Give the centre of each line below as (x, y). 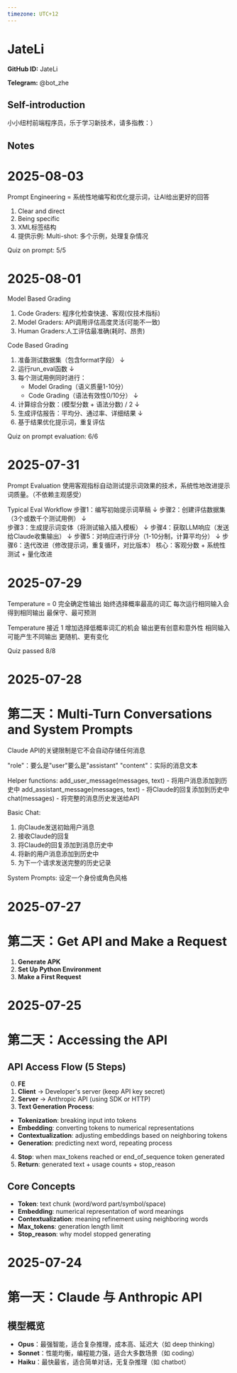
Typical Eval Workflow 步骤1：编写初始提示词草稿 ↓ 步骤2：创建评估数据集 (116, 510)
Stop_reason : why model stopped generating (84, 1234)
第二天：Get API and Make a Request (117, 942)
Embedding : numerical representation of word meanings (101, 1211)
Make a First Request (49, 976)
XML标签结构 (37, 227)
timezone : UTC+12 (33, 14)
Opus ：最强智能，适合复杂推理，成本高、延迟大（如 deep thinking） (118, 1344)
